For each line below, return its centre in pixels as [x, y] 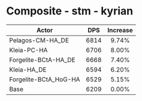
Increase [120, 30]
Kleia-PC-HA [28, 50]
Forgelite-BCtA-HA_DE [43, 60]
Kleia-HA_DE [28, 69]
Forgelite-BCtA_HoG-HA [45, 79]
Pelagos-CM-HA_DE [39, 40]
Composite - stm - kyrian [70, 11]
